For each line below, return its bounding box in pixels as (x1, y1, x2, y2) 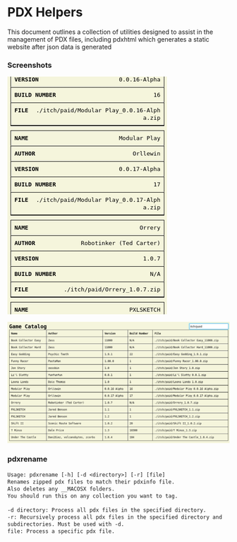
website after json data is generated (7, 42, 112, 51)
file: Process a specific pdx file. (7, 527, 115, 535)
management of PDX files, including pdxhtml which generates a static (7, 35, 209, 43)
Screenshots (7, 60, 52, 70)
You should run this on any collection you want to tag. (7, 492, 178, 500)
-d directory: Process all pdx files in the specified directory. (7, 506, 207, 514)
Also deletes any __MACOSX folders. (7, 485, 115, 493)
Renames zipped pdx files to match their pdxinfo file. (7, 478, 175, 486)
